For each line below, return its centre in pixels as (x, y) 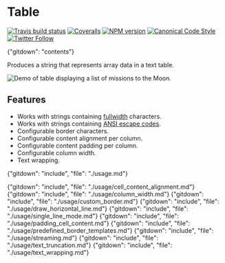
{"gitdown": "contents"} (41, 52)
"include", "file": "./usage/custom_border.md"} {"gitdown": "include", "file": (113, 201)
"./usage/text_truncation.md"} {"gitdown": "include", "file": (90, 245)
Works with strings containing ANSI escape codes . (89, 124)
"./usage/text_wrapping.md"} (48, 252)
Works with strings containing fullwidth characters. (89, 116)
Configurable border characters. (63, 130)
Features (26, 100)
